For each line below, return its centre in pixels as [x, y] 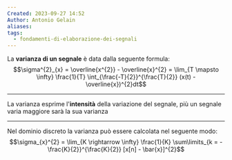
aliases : [20, 26]
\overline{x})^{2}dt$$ [116, 84]
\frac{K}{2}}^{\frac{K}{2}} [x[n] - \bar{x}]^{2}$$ [116, 150]
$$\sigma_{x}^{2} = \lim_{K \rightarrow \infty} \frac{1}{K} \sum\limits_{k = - [116, 142]
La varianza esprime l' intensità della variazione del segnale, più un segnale [115, 104]
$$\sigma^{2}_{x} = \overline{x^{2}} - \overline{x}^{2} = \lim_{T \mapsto [116, 70]
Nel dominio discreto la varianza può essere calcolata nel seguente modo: [113, 131]
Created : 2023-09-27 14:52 [46, 13]
